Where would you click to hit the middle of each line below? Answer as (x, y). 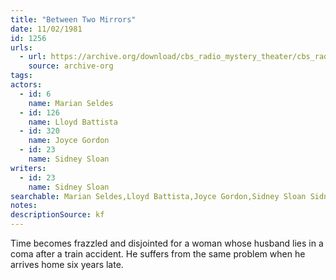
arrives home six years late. (67, 264)
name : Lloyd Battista (73, 122)
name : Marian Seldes (71, 103)
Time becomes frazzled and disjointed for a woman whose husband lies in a (167, 243)
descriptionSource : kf (57, 215)
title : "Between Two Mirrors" (73, 19)
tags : (21, 76)
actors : (26, 85)
